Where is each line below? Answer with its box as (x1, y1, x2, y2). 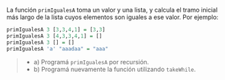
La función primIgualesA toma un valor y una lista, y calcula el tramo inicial (6, 6, 218, 14)
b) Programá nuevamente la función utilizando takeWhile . (33, 65, 196, 73)
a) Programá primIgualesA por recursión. (33, 57, 149, 66)
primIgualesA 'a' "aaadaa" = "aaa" (6, 45, 109, 52)
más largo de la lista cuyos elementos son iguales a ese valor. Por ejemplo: (6, 13, 219, 21)
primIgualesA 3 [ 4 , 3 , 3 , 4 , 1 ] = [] (6, 32, 103, 40)
